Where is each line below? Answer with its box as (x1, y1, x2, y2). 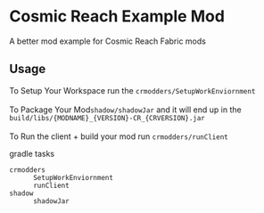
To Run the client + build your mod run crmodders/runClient (9, 131, 229, 142)
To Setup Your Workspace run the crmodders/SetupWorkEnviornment (9, 85, 256, 95)
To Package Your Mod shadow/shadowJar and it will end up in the (9, 104, 243, 115)
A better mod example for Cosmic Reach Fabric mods (9, 36, 207, 46)
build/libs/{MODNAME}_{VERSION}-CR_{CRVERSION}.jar (9, 113, 205, 122)
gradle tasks (9, 148, 55, 159)
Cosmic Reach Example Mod (9, 6, 226, 27)
